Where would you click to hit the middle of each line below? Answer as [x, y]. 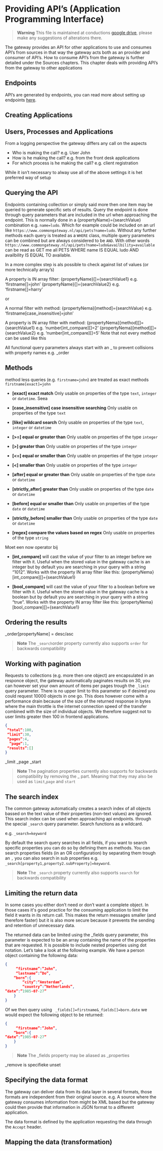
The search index [32, 797]
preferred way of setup [28, 177]
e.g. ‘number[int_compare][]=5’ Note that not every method [97, 333]
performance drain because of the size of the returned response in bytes [78, 701]
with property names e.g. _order [37, 352]
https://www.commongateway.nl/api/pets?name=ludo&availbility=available [80, 245]
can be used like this [26, 338]
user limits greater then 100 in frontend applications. [57, 717]
